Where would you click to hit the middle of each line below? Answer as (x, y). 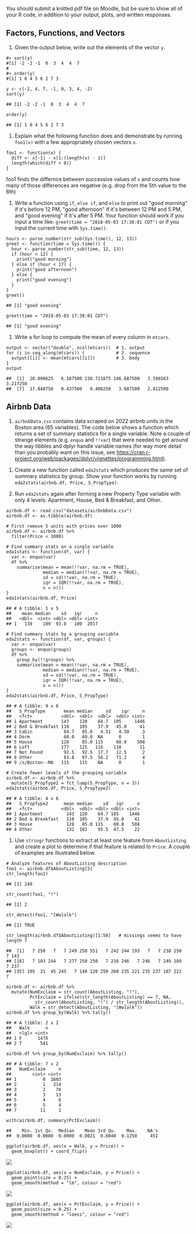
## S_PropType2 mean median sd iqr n (73, 803)
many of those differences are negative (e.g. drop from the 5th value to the (96, 185)
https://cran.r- (133, 452)
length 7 (17, 940)
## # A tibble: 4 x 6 (32, 798)
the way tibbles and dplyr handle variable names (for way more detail (98, 446)
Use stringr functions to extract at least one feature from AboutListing (100, 840)
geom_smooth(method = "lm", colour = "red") (66, 1183)
